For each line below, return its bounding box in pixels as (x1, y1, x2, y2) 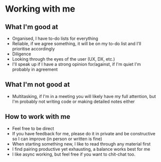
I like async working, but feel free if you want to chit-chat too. (12, 151, 136, 157)
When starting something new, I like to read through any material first (12, 141, 151, 146)
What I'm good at (5, 23, 58, 31)
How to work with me (5, 113, 71, 121)
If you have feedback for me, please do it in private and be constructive (12, 130, 156, 136)
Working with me (5, 3, 75, 15)
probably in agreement (12, 66, 58, 72)
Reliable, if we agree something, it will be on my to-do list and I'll (12, 41, 142, 47)
